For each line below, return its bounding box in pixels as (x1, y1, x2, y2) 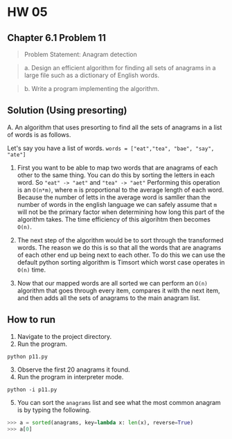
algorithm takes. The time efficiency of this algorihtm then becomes (17, 215, 211, 223)
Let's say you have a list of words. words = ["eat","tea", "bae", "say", (7, 144, 215, 152)
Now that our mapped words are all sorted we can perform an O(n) (17, 279, 208, 287)
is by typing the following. (17, 406, 91, 414)
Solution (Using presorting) (7, 105, 127, 117)
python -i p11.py (7, 386, 57, 393)
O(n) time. (17, 265, 46, 274)
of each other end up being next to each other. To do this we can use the (17, 251, 226, 259)
